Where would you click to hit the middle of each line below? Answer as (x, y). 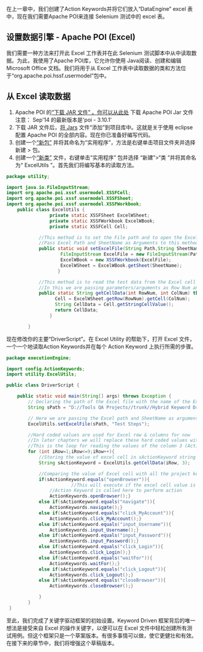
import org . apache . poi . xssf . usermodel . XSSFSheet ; (70, 199)
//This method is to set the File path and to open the (110, 237)
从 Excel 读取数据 (39, 96)
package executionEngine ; (39, 358)
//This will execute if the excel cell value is (134, 485)
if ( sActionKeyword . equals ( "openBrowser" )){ (94, 479)
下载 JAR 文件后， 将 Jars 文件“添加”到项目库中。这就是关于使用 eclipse (104, 127)
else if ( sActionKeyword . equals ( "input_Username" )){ (105, 524)
